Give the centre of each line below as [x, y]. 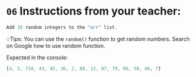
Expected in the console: [37, 57]
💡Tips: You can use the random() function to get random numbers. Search [98, 39]
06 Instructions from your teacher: [94, 11]
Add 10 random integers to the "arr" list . [62, 27]
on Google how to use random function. [56, 45]
